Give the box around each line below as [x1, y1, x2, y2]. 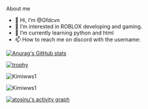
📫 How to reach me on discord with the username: [14, 36, 141, 43]
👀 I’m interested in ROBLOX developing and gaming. [14, 23, 143, 30]
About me [6, 5, 30, 12]
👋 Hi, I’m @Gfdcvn [14, 17, 60, 23]
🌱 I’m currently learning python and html [14, 29, 114, 36]
